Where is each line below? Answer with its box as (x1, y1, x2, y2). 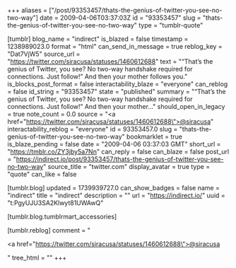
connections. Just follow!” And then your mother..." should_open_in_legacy (7, 103, 225, 110)
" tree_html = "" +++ (7, 254, 67, 262)
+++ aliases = (7, 6, 48, 14)
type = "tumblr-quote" (138, 21, 203, 29)
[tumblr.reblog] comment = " (7, 226, 90, 234)
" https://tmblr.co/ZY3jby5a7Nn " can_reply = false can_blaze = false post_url (7, 148, 230, 156)
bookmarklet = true (126, 132, 182, 141)
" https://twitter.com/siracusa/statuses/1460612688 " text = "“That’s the (7, 57, 213, 66)
